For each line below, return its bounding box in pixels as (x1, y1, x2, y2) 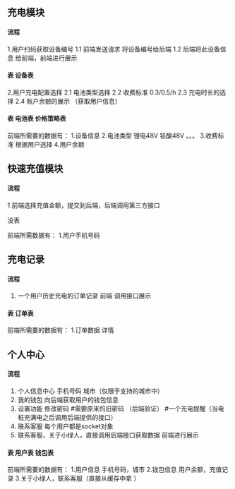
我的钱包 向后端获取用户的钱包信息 (17, 395, 119, 404)
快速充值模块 (7, 163, 64, 175)
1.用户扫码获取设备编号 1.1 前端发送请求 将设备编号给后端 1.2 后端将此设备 (7, 44, 220, 53)
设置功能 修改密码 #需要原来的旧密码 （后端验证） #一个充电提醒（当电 (17, 404, 224, 413)
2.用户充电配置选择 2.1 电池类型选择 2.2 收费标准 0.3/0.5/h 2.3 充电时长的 (7, 87, 220, 97)
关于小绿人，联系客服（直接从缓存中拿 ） (20, 474, 140, 483)
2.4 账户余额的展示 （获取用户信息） (15, 97, 121, 105)
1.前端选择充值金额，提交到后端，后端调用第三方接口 (7, 200, 160, 210)
